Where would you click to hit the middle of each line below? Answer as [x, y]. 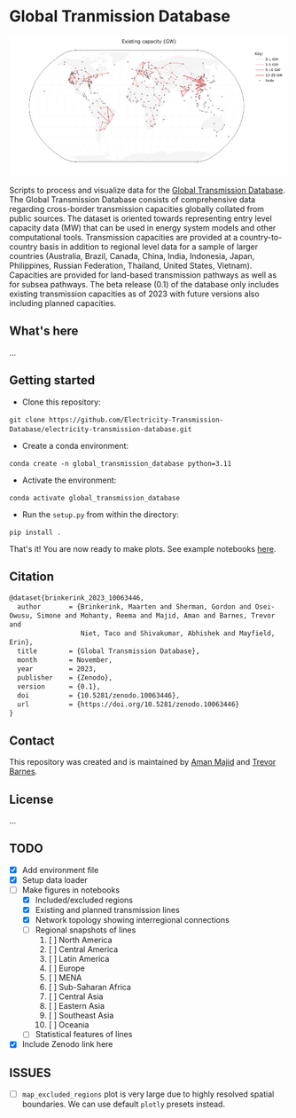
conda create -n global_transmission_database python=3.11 [121, 463]
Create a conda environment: [75, 445]
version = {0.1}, [59, 687]
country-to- [261, 237]
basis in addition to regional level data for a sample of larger [149, 247]
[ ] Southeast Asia [81, 1016]
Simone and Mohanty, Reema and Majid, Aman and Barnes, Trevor [156, 616]
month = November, [65, 660]
